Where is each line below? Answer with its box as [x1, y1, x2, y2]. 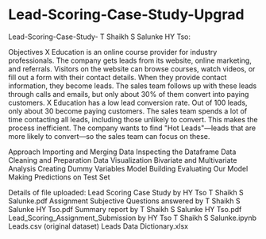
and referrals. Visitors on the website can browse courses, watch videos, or [8, 64, 256, 73]
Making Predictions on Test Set [8, 172, 110, 182]
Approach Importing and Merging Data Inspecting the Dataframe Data [8, 147, 237, 156]
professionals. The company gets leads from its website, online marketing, [8, 56, 252, 65]
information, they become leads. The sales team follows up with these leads [8, 81, 257, 91]
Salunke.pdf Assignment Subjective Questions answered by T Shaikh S [8, 196, 241, 206]
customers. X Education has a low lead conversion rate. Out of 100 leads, [8, 98, 248, 107]
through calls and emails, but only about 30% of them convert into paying [8, 89, 249, 98]
